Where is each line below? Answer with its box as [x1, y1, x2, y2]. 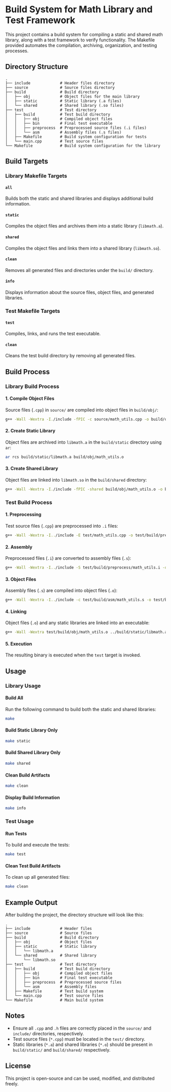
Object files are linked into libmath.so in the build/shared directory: [5, 477, 147, 483]
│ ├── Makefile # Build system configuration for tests [5, 134, 147, 139]
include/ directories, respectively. [12, 1030, 84, 1036]
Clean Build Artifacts [5, 772, 50, 778]
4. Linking [5, 608, 27, 615]
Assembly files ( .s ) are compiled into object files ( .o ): [5, 587, 118, 594]
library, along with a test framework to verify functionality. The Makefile [5, 37, 155, 43]
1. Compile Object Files [5, 395, 54, 402]
